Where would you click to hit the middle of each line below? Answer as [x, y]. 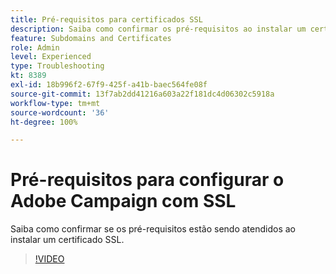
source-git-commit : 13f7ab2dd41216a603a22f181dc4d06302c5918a [142, 94]
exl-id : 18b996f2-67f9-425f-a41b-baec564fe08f [109, 85]
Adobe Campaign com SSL [123, 201]
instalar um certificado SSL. [67, 240]
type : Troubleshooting [57, 66]
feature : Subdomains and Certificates [91, 38]
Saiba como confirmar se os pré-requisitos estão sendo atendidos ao [153, 229]
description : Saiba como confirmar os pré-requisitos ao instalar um [158, 29]
